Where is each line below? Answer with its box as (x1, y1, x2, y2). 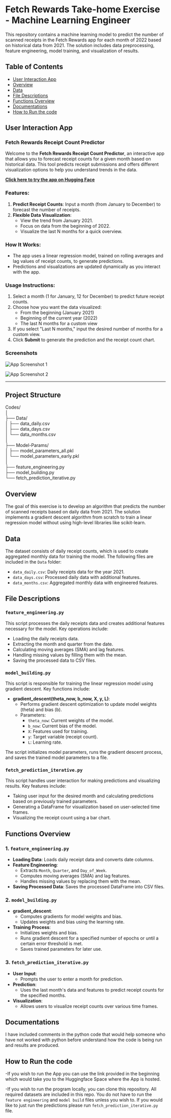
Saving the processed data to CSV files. (12, 657, 97, 663)
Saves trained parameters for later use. (20, 946, 102, 952)
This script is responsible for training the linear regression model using (5, 680, 154, 686)
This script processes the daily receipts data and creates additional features (5, 620, 165, 626)
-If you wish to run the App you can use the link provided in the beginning (5, 1070, 160, 1077)
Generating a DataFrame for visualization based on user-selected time (12, 804, 160, 810)
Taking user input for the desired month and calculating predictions (12, 793, 154, 799)
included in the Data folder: (5, 559, 62, 565)
